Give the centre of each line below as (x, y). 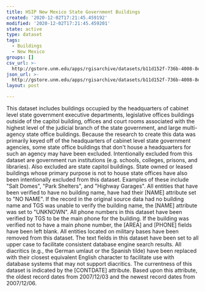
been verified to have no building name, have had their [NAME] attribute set (101, 192)
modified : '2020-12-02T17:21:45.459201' (59, 23)
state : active (24, 29)
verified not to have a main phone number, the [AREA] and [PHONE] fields (99, 225)
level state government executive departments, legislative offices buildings (100, 115)
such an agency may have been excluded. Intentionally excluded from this (99, 154)
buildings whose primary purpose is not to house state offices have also (97, 173)
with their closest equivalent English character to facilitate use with (90, 257)
